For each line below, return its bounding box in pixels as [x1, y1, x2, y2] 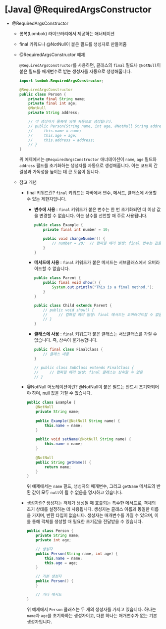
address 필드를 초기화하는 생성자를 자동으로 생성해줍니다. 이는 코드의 [19, 162, 153, 168]
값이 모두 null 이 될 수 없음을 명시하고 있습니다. [32, 489, 123, 495]
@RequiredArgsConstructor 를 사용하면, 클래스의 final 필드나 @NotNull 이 [19, 62, 161, 68]
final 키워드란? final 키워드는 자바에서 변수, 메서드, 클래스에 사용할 [26, 190, 157, 196]
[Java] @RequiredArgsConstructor [4, 4, 152, 15]
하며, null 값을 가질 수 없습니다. [32, 390, 92, 396]
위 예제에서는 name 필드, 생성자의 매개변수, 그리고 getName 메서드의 [26, 483, 156, 489]
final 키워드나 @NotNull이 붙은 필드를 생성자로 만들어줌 [19, 41, 127, 47]
